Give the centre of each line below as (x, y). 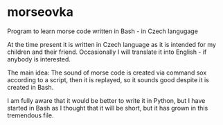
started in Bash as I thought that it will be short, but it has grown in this (108, 108)
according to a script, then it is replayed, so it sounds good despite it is (108, 79)
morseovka (41, 12)
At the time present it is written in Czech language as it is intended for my (112, 44)
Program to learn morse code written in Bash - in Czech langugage (103, 31)
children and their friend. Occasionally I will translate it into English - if (107, 52)
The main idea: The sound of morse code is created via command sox (107, 73)
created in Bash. (30, 87)
